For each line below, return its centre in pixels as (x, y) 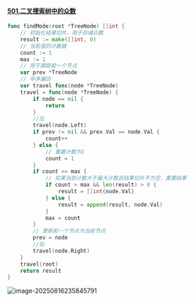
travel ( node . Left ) (60, 125)
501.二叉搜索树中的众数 (42, 11)
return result (41, 271)
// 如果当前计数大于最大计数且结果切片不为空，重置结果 (116, 178)
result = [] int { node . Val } (96, 192)
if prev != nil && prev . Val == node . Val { (96, 132)
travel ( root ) (39, 264)
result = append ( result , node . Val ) (110, 205)
